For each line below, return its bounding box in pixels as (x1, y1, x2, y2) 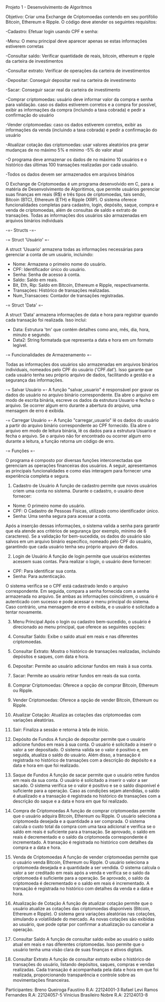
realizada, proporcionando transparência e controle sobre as (12, 972, 136, 978)
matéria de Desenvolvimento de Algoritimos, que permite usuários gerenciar (5, 186, 160, 192)
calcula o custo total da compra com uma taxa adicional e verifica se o (12, 824, 156, 829)
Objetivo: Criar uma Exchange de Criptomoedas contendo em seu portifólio (5, 14, 158, 19)
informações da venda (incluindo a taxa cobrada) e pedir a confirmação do (5, 127, 158, 133)
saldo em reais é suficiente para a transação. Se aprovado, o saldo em (12, 829, 155, 835)
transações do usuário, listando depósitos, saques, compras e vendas (12, 962, 155, 967)
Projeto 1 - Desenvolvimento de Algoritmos (5, 4, 92, 10)
